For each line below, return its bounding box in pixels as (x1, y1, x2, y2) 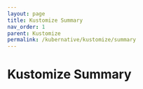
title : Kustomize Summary (7, 17, 83, 24)
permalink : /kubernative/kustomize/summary (7, 36, 137, 43)
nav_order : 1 (7, 23, 46, 30)
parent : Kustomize (7, 29, 61, 37)
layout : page (7, 10, 46, 18)
